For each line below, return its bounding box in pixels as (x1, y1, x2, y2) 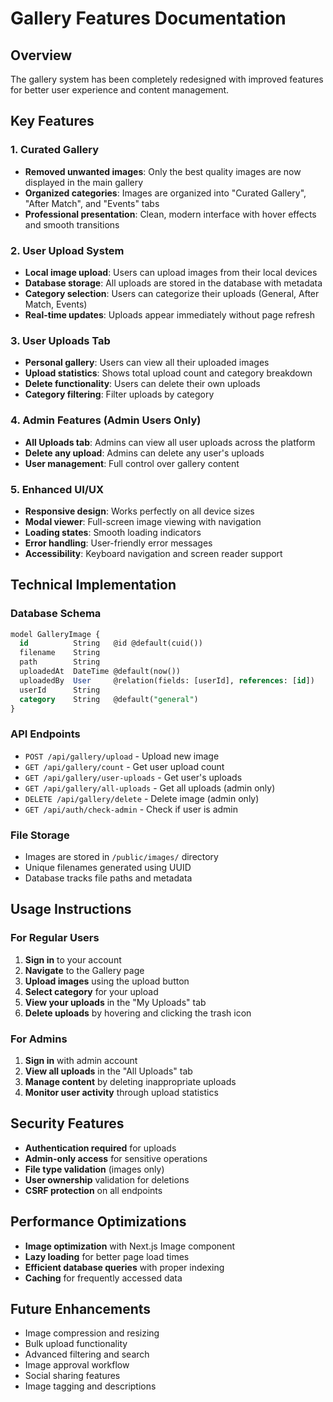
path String (19, 657, 101, 667)
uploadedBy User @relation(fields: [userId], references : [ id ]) (19, 675, 315, 686)
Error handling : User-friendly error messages (24, 537, 213, 549)
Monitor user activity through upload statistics (24, 1087, 219, 1099)
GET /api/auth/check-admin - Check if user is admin (24, 803, 239, 815)
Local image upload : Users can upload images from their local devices (24, 266, 318, 278)
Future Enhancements (10, 1301, 152, 1318)
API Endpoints (10, 727, 81, 741)
